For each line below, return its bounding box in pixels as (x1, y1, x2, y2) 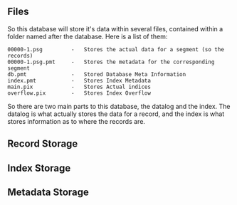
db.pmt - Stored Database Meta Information (7, 70, 186, 78)
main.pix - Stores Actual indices (7, 83, 152, 90)
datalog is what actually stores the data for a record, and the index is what (7, 110, 225, 118)
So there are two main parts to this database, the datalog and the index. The (7, 102, 231, 110)
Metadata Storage (7, 186, 89, 198)
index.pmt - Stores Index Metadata (7, 77, 152, 84)
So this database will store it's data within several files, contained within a (7, 24, 223, 33)
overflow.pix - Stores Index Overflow (7, 89, 152, 97)
